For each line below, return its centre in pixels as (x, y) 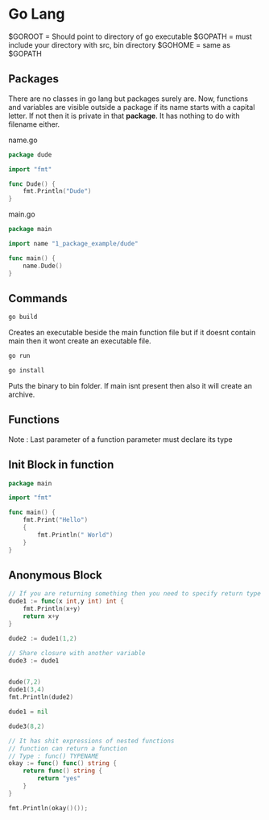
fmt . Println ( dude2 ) (41, 697)
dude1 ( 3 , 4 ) (27, 690)
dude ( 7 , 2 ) (25, 682)
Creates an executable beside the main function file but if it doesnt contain (132, 333)
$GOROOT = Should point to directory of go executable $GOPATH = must (130, 36)
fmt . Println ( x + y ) (52, 609)
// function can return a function (68, 748)
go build (23, 317)
